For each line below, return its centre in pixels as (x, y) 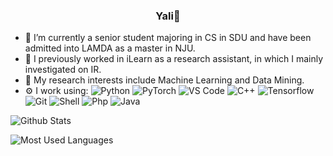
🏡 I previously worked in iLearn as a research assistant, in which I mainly (174, 59)
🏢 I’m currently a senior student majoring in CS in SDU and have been (168, 38)
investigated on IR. (63, 70)
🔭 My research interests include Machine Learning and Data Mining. (164, 80)
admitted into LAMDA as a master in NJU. (110, 48)
